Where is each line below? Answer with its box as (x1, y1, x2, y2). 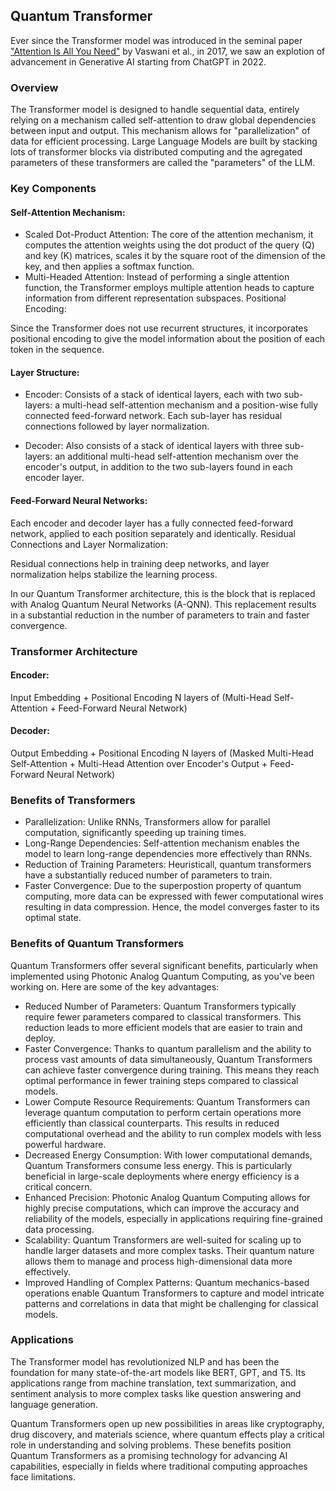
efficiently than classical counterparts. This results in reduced (24, 1117, 280, 1129)
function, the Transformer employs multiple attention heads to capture (24, 282, 315, 294)
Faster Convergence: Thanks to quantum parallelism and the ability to (24, 1042, 312, 1054)
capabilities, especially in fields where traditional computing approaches (10, 1460, 308, 1472)
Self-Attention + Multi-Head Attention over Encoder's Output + (10, 757, 268, 769)
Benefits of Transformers (10, 793, 136, 807)
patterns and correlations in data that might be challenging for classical (24, 1297, 319, 1309)
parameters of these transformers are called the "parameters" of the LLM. (10, 157, 316, 169)
